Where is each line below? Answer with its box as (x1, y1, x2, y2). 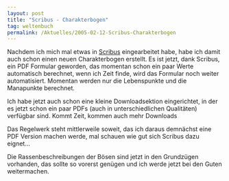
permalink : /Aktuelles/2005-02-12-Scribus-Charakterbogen (7, 29, 176, 36)
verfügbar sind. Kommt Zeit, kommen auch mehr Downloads (7, 112, 178, 120)
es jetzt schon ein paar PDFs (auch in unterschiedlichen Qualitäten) (7, 105, 197, 113)
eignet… (7, 139, 31, 148)
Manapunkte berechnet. (7, 84, 75, 92)
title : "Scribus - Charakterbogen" (7, 16, 109, 23)
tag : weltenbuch (7, 23, 53, 29)
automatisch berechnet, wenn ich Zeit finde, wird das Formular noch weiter (7, 70, 219, 78)
